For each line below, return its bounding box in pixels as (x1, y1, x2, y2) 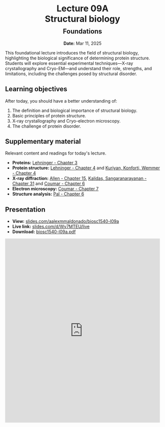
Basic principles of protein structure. (12, 112, 86, 118)
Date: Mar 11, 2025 (63, 40, 102, 46)
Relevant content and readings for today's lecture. (5, 150, 107, 156)
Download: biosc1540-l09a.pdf (12, 229, 76, 235)
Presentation (5, 205, 46, 213)
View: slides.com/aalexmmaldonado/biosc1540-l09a (12, 218, 119, 224)
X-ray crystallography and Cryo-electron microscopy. (12, 118, 121, 124)
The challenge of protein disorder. (12, 123, 81, 129)
